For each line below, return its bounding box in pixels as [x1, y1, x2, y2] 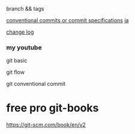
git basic [6, 57, 28, 64]
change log [6, 28, 34, 35]
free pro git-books [6, 102, 99, 115]
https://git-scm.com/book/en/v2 [6, 121, 86, 129]
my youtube [6, 43, 42, 52]
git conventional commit [6, 81, 66, 88]
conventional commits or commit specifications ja [6, 17, 129, 23]
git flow [6, 69, 25, 76]
